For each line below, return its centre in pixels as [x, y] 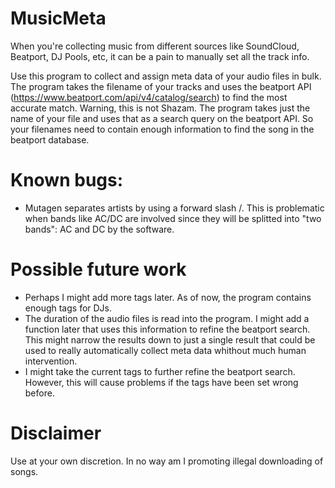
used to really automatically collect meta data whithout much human [165, 350]
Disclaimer [56, 433]
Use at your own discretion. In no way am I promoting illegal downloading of [167, 461]
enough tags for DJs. [68, 308]
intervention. [51, 361]
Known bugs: [67, 180]
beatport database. [50, 139]
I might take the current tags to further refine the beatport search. [160, 371]
